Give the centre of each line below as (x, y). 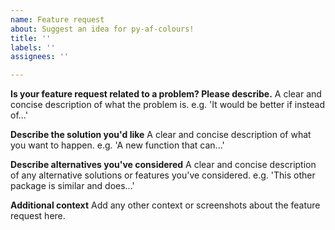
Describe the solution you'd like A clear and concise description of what (161, 135)
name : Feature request (57, 19)
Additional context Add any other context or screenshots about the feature (165, 205)
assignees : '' (40, 57)
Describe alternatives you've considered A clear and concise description (163, 165)
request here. (38, 216)
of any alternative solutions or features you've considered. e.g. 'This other (163, 175)
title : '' (31, 38)
